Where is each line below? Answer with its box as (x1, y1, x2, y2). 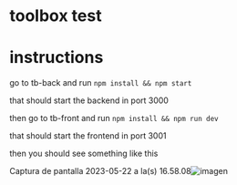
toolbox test (9, 5, 102, 26)
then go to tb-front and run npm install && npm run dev (9, 113, 219, 124)
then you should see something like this (9, 148, 159, 159)
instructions (9, 47, 104, 68)
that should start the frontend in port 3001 (9, 130, 167, 141)
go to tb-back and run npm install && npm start (9, 77, 192, 88)
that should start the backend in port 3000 (9, 95, 169, 106)
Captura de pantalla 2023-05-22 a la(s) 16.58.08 (9, 166, 191, 177)
